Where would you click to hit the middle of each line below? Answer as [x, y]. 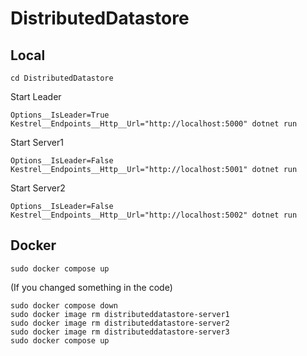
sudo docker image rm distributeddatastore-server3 [120, 332]
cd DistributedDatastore [62, 78]
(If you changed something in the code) [91, 287]
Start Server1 [37, 142]
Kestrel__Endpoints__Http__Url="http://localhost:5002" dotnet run [154, 215]
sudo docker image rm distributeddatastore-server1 [120, 314]
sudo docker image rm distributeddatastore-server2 [120, 323]
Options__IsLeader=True [60, 115]
